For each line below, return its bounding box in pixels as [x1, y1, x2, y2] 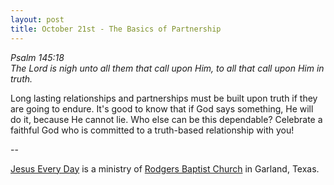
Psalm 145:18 [10, 51, 65, 63]
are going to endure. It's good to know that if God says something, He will [10, 102, 314, 115]
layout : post [10, 14, 65, 25]
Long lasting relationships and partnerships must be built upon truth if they [10, 92, 318, 104]
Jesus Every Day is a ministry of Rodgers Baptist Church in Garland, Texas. [10, 162, 320, 175]
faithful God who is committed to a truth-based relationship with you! [10, 124, 295, 136]
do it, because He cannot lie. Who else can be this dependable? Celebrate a [10, 113, 323, 125]
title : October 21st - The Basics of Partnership [10, 24, 222, 34]
